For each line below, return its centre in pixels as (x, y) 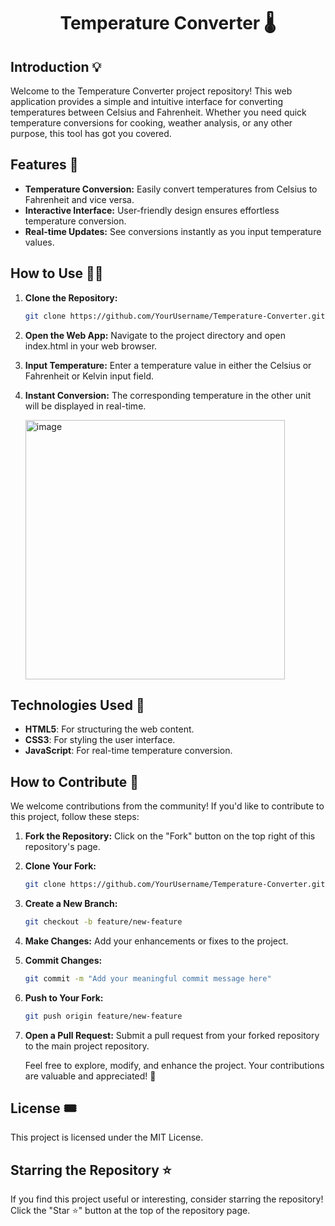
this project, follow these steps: (75, 817)
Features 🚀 (44, 165)
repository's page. (62, 847)
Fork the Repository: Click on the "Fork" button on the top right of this (170, 836)
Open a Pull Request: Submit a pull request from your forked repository (172, 1035)
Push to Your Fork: (64, 997)
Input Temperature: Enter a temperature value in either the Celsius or (168, 365)
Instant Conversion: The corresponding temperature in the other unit (168, 395)
